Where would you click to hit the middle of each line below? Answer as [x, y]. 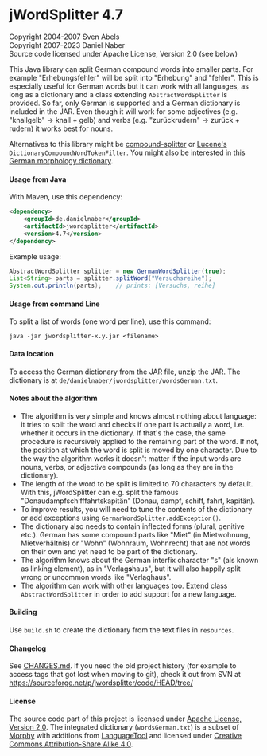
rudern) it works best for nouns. [61, 128]
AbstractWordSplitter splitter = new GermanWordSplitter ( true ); [118, 271]
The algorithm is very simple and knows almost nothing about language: [138, 415]
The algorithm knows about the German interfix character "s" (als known [139, 560]
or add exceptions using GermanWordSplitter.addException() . [121, 518]
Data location [31, 353]
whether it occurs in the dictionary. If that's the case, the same [123, 433]
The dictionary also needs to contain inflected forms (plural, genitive [132, 526]
